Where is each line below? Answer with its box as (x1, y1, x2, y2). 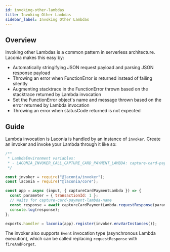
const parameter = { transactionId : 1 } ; (10, 193, 99, 198)
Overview (5, 36, 37, 44)
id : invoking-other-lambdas (5, 7, 65, 13)
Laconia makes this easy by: (5, 54, 64, 61)
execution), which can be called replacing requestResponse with (5, 236, 138, 242)
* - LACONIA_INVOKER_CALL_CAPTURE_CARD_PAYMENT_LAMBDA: (7, 161, 128, 166)
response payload (12, 70, 51, 76)
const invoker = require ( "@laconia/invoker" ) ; (5, 174, 105, 179)
